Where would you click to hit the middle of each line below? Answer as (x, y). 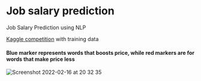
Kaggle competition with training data (52, 39)
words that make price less (40, 59)
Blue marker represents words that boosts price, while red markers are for (100, 52)
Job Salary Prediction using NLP (46, 27)
